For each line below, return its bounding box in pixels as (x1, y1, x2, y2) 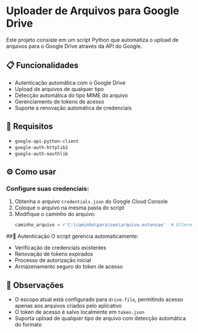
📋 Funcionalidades (6, 60, 79, 70)
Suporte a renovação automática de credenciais (14, 104, 132, 111)
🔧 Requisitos (6, 121, 53, 131)
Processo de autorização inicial (14, 257, 92, 264)
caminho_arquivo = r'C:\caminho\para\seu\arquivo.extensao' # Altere (14, 222, 193, 228)
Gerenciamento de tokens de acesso (14, 98, 105, 105)
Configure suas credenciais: (6, 185, 90, 193)
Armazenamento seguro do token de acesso (14, 263, 123, 270)
